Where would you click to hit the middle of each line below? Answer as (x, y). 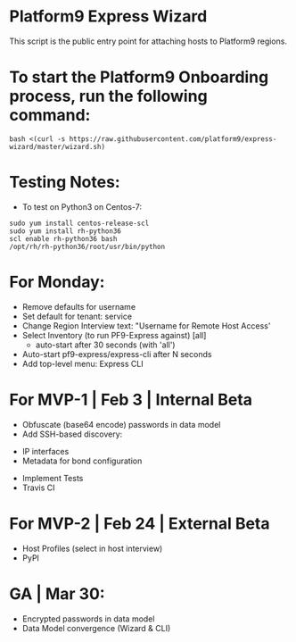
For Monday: (57, 282)
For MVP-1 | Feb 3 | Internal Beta (131, 400)
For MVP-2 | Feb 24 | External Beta (140, 523)
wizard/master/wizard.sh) (57, 146)
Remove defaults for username (79, 306)
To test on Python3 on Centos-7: (82, 206)
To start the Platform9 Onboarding (139, 77)
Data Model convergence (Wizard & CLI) (96, 628)
